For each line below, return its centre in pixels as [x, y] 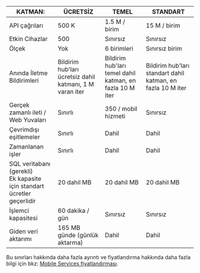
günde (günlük [78, 235]
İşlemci [19, 211]
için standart [27, 186]
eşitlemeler [25, 137]
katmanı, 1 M [76, 84]
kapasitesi [23, 218]
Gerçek [19, 105]
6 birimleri [119, 48]
